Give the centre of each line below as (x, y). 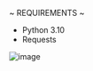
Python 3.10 (43, 30)
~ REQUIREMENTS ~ (47, 13)
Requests (39, 39)
